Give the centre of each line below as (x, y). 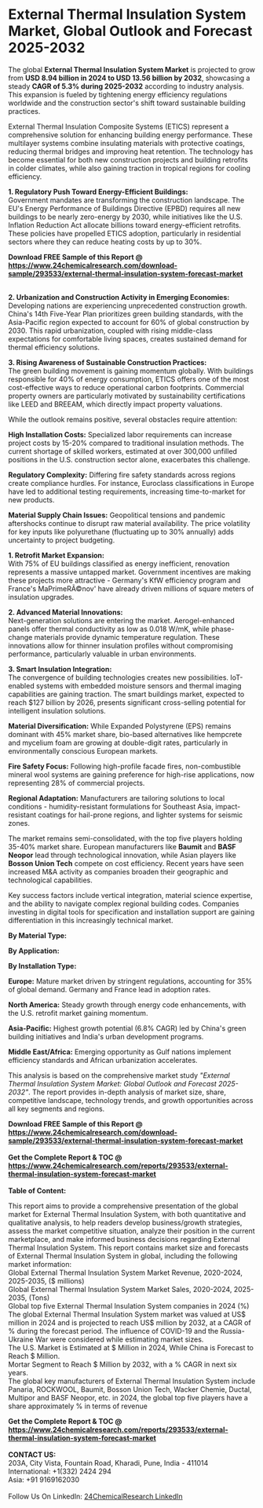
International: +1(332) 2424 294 (60, 1471)
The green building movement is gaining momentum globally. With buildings (131, 371)
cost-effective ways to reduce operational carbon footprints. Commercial (126, 387)
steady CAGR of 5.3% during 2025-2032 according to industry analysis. (126, 86)
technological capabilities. (50, 880)
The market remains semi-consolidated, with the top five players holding (125, 838)
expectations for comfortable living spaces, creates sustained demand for (128, 338)
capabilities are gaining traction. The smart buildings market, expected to (126, 694)
